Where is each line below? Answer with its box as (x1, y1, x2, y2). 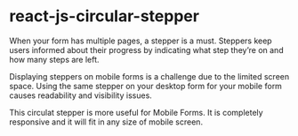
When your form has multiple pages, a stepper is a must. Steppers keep (9, 35, 273, 46)
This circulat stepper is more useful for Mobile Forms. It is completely (9, 107, 264, 117)
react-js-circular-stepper (9, 6, 200, 26)
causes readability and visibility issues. (9, 90, 153, 101)
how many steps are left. (9, 54, 100, 64)
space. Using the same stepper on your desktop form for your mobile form (9, 80, 283, 91)
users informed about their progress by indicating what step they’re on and (9, 44, 284, 55)
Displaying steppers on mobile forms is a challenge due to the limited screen (9, 71, 290, 81)
